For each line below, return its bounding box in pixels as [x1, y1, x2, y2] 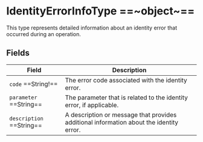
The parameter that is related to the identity [65, 93, 188, 102]
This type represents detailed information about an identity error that [6, 24, 178, 31]
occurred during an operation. [6, 30, 82, 37]
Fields [6, 48, 30, 58]
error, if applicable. [65, 100, 119, 109]
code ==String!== [9, 79, 58, 88]
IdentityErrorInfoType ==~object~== [6, 4, 195, 18]
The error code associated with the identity [65, 76, 187, 84]
